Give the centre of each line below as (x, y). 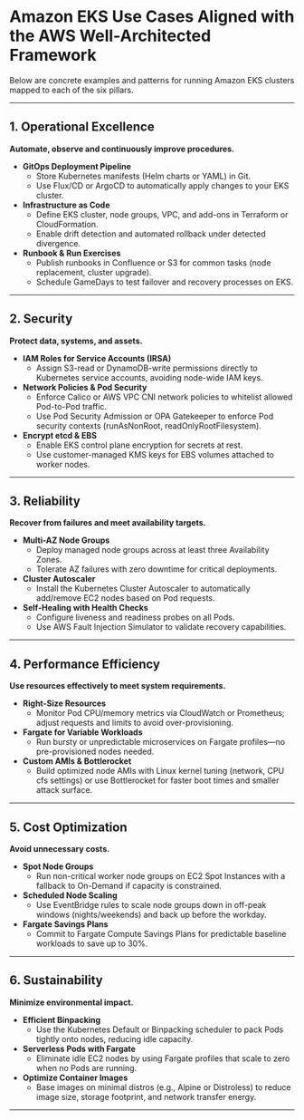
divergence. (58, 243)
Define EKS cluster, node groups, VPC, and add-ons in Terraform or (162, 214)
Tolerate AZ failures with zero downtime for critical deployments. (157, 569)
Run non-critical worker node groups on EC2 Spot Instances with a (161, 876)
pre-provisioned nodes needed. (95, 752)
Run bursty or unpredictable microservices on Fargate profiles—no (161, 742)
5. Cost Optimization (68, 827)
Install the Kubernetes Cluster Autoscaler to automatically (143, 589)
